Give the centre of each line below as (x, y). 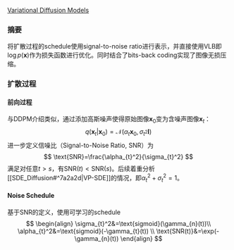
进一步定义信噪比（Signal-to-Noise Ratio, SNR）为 (80, 145)
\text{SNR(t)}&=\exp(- (188, 231)
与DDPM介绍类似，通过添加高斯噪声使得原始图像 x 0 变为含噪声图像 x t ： (109, 120)
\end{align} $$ (141, 238)
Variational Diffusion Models (48, 10)
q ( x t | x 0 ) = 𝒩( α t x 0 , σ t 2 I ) (118, 133)
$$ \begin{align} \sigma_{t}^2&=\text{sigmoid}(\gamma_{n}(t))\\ (118, 223)
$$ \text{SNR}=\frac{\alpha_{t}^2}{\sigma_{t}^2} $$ (118, 157)
